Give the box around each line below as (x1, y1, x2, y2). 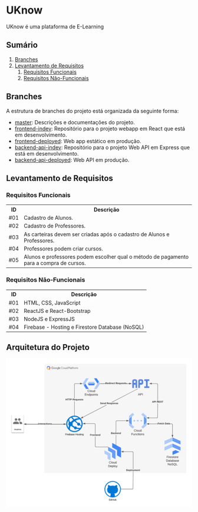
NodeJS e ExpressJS (24, 316, 75, 323)
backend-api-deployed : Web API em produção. (14, 156, 130, 163)
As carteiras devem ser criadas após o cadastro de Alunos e (24, 230, 170, 237)
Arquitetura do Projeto (6, 342, 90, 352)
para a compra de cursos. (24, 260, 87, 266)
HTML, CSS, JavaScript (24, 299, 81, 306)
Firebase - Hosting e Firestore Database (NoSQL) (24, 323, 144, 331)
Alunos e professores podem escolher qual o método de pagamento (24, 253, 189, 260)
